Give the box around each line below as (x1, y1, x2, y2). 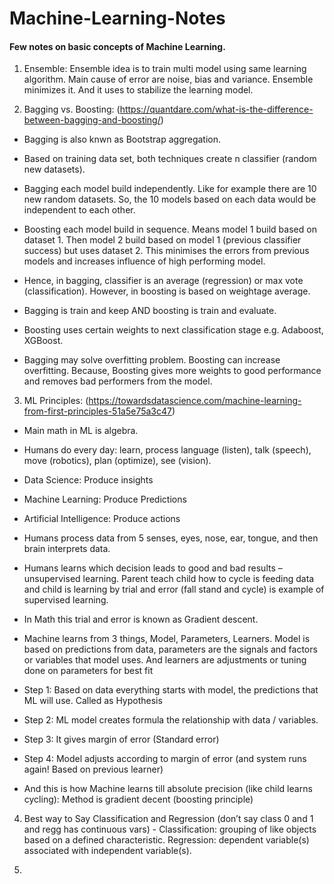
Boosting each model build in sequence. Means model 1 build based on (23, 223, 317, 236)
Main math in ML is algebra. (23, 425, 139, 437)
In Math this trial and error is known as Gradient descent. (23, 613, 259, 626)
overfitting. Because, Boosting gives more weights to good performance (23, 365, 322, 377)
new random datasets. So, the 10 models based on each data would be (23, 193, 317, 206)
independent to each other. (23, 204, 136, 216)
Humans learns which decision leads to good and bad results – (23, 562, 283, 574)
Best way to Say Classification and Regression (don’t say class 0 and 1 (23, 813, 314, 825)
